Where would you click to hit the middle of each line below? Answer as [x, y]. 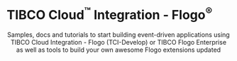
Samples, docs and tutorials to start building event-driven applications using [118, 35]
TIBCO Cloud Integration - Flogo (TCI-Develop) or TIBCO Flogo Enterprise [118, 43]
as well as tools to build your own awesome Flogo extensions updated [118, 50]
